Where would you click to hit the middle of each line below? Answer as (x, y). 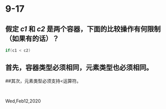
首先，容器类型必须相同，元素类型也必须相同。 (79, 67)
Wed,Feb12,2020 (23, 101)
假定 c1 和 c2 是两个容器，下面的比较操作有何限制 (83, 29)
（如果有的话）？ (32, 38)
